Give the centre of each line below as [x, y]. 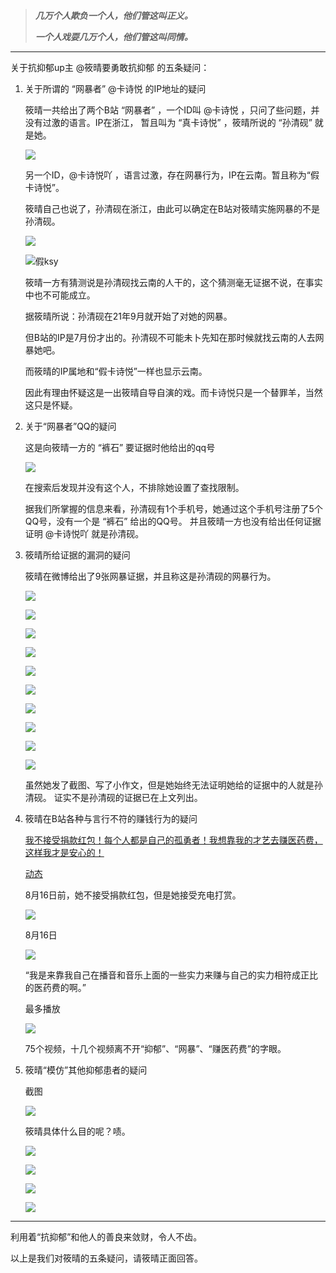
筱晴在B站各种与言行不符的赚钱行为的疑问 [111, 818]
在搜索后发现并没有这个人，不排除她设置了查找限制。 [134, 487]
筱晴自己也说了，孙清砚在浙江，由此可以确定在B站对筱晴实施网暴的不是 [172, 208]
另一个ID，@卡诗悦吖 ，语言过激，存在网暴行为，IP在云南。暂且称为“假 [172, 175]
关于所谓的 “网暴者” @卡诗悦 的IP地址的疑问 [115, 88]
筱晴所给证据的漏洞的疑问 [77, 555]
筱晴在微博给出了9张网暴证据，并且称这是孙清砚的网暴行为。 [150, 576]
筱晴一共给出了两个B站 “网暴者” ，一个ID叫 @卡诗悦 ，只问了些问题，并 [172, 110]
